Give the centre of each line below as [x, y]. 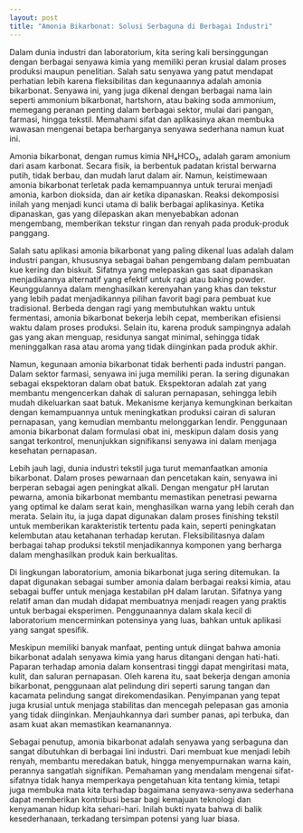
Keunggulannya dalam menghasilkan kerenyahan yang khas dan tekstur [143, 289]
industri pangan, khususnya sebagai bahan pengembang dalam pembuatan [150, 260]
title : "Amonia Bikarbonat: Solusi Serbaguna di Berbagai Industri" [141, 26]
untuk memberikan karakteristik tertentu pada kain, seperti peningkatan [142, 525]
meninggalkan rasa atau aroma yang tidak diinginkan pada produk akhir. [143, 346]
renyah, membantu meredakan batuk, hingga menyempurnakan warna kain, [151, 761]
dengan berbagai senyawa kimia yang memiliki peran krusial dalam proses [148, 62]
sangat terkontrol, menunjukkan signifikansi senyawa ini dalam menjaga [143, 440]
